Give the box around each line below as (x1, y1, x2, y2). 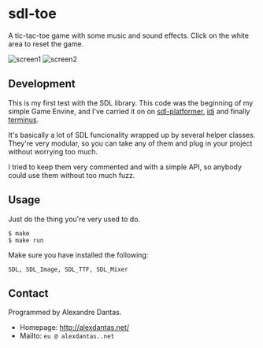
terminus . (8, 115, 39, 124)
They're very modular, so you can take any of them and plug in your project (8, 139, 253, 148)
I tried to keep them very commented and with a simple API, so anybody (8, 162, 243, 172)
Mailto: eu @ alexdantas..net (19, 331, 115, 341)
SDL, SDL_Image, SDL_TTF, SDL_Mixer (8, 265, 128, 273)
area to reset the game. (8, 39, 84, 48)
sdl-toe (8, 5, 57, 23)
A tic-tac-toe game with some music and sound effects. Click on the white (8, 31, 250, 40)
